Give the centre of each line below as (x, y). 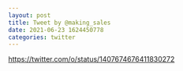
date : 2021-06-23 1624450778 (56, 30)
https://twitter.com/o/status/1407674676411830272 (91, 59)
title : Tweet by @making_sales (60, 23)
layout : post (30, 15)
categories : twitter (42, 37)
